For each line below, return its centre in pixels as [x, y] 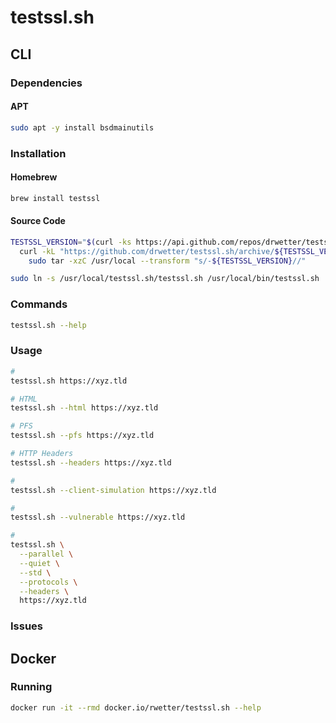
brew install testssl [55, 198]
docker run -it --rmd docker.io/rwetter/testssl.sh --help [136, 707]
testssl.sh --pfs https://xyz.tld [82, 436]
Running [31, 687]
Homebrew [34, 177]
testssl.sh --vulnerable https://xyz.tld [98, 517]
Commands [39, 304]
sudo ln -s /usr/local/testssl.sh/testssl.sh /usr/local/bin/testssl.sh [165, 279]
